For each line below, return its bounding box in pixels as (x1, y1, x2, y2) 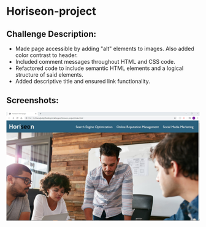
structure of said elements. (15, 71, 84, 78)
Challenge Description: (6, 29, 97, 39)
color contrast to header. (15, 52, 78, 59)
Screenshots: (6, 95, 59, 106)
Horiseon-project (6, 4, 96, 18)
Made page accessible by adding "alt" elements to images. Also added (15, 45, 194, 52)
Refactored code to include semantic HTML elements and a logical (15, 64, 184, 72)
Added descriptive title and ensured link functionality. (15, 78, 150, 85)
